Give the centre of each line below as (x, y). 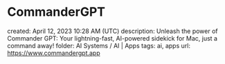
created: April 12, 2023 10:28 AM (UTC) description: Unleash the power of (112, 31)
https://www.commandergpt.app (54, 53)
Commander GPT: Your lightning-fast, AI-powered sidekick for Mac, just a (112, 38)
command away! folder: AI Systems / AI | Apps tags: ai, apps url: (99, 45)
